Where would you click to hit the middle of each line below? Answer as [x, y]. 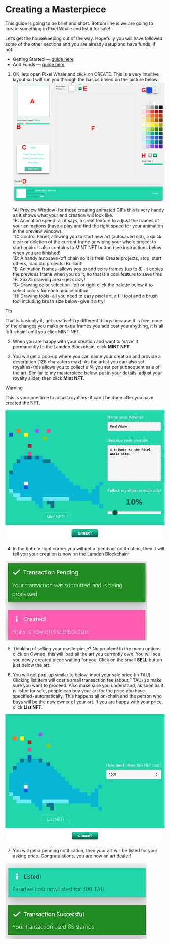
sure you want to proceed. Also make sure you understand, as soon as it [88, 686]
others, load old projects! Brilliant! [48, 264]
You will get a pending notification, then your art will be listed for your [85, 850]
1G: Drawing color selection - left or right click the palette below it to [83, 285]
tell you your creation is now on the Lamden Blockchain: [71, 554]
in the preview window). [37, 231]
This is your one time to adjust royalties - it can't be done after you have [79, 398]
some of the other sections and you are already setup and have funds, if [80, 44]
